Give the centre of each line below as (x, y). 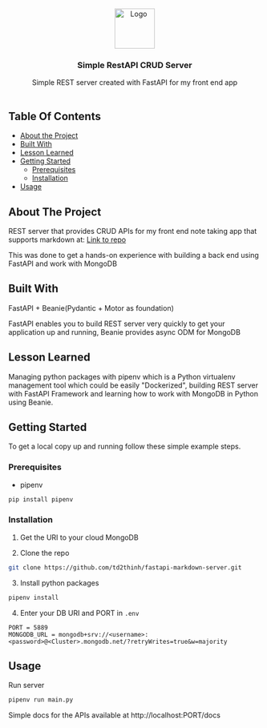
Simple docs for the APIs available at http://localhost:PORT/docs (114, 715)
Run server (26, 686)
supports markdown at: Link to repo (67, 239)
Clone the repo (44, 553)
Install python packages (59, 583)
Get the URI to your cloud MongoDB (79, 537)
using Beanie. (31, 402)
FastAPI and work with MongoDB (63, 263)
